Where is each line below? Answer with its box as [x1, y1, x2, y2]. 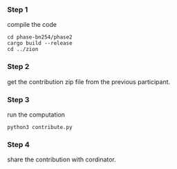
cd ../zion [7, 46, 39, 53]
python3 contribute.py [7, 123, 73, 130]
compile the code [7, 21, 57, 29]
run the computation [7, 110, 66, 119]
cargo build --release [7, 40, 73, 47]
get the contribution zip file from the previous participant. [7, 77, 171, 86]
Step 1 [7, 5, 28, 14]
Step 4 [7, 139, 30, 149]
